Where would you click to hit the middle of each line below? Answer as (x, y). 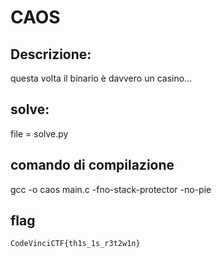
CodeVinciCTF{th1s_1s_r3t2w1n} (75, 244)
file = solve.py (39, 133)
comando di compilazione (92, 165)
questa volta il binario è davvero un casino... (101, 78)
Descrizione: (51, 54)
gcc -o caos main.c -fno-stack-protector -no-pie (111, 189)
